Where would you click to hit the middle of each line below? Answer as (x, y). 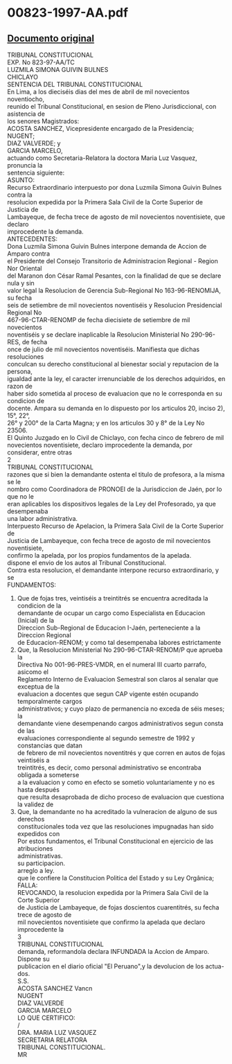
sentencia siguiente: (36, 172)
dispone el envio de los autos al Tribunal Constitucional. (87, 563)
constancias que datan (50, 745)
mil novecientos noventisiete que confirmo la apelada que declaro (111, 922)
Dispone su (33, 959)
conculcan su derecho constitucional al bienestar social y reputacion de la (113, 364)
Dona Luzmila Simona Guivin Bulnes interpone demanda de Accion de (107, 246)
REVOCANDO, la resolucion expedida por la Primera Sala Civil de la (113, 893)
